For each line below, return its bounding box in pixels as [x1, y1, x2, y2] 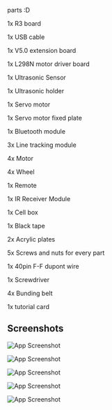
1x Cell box [7, 208, 38, 216]
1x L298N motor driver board [7, 60, 90, 68]
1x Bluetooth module [7, 127, 66, 135]
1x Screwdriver [7, 276, 50, 284]
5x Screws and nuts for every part [7, 249, 105, 257]
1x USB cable [7, 33, 45, 41]
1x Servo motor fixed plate [7, 114, 82, 122]
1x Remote [7, 181, 37, 189]
